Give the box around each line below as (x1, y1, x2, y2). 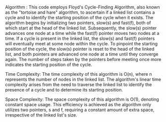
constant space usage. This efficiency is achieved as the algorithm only (5, 102, 152, 107)
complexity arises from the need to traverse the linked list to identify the (5, 82, 152, 88)
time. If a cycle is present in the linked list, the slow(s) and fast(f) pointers (5, 35, 155, 41)
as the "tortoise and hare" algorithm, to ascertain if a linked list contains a (5, 9, 155, 15)
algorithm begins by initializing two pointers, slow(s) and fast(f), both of (5, 20, 151, 26)
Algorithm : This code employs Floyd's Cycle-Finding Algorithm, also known (5, 4, 160, 10)
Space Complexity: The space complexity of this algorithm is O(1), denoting (5, 96, 160, 102)
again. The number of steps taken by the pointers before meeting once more (5, 57, 162, 62)
